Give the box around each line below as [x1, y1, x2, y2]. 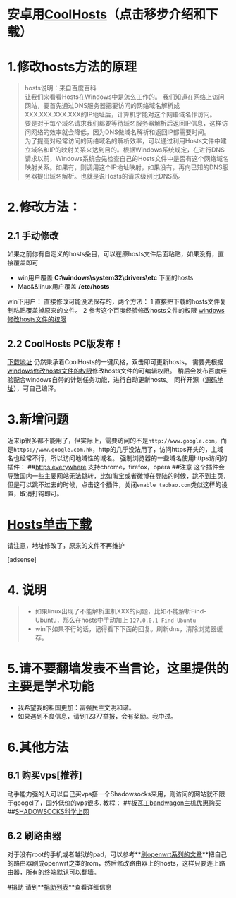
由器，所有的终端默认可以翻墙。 [7, 868, 100, 876]
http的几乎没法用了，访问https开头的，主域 [98, 445, 224, 453]
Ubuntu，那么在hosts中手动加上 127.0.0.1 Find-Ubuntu [35, 616, 197, 624]
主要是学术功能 [7, 678, 94, 694]
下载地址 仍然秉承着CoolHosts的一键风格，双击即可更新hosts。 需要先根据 [7, 357, 224, 366]
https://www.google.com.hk [13, 446, 93, 453]
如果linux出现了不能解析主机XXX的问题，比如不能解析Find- [35, 606, 207, 615]
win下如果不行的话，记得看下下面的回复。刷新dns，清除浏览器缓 [35, 624, 223, 633]
